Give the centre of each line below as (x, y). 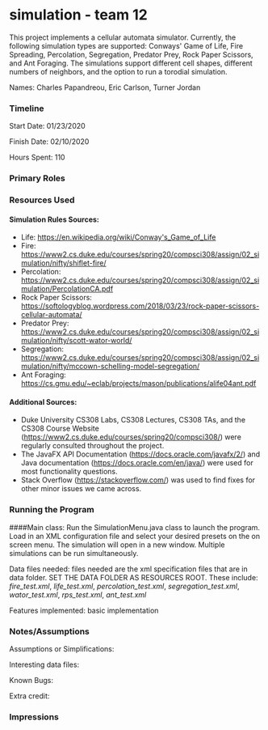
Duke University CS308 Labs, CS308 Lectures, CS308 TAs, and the (133, 420)
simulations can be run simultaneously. (74, 553)
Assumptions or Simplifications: (62, 649)
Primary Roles (37, 178)
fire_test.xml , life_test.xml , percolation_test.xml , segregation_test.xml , (124, 586)
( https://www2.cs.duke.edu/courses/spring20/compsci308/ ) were (131, 437)
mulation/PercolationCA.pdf (67, 289)
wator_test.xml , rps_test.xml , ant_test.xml (78, 594)
